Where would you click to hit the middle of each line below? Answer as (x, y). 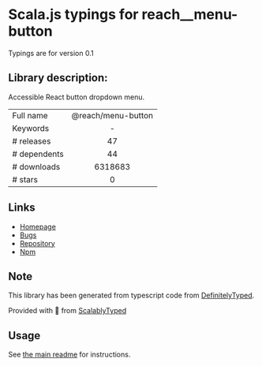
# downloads (36, 166)
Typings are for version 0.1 (51, 53)
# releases (32, 141)
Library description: (58, 78)
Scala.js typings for (73, 15)
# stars (25, 179)
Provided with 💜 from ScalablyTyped (67, 311)
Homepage (38, 226)
